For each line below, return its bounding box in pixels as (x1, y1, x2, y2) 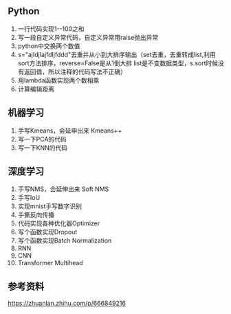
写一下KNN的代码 (17, 144, 68, 152)
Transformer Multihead (17, 259, 83, 267)
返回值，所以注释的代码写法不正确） (23, 67, 126, 76)
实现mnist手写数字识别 (17, 202, 82, 210)
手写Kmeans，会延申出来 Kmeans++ (17, 126, 122, 135)
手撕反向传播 (17, 211, 54, 219)
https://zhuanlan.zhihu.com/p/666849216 (8, 299, 126, 308)
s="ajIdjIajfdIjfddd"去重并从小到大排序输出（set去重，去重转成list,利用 (17, 50, 216, 58)
